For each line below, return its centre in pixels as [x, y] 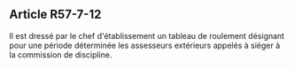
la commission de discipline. [61, 54]
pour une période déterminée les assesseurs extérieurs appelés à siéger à [145, 45]
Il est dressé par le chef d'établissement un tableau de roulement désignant [147, 35]
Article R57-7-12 [55, 15]
